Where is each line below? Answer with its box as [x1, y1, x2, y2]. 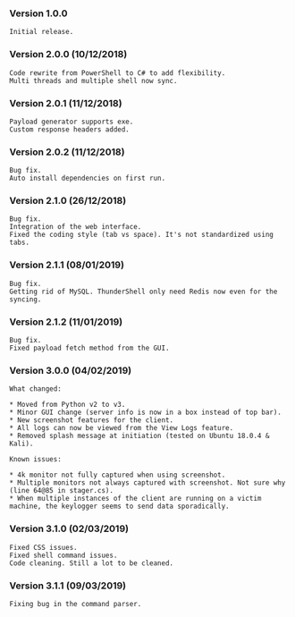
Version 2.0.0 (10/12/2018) [9, 48, 128, 61]
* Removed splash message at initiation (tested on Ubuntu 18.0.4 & [9, 432, 270, 441]
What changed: [9, 385, 63, 393]
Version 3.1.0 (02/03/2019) [9, 522, 130, 535]
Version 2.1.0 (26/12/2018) [9, 195, 127, 207]
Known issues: [9, 455, 63, 464]
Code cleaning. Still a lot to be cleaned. [9, 558, 174, 568]
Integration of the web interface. [9, 223, 142, 232]
